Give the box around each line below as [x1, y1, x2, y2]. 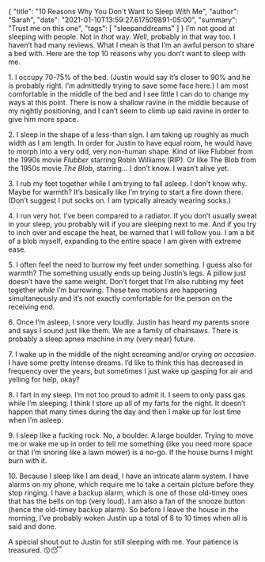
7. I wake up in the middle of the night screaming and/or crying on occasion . [8, 350, 256, 359]
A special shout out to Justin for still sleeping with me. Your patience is [8, 537, 239, 546]
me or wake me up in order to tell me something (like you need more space [8, 439, 253, 448]
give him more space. [8, 115, 79, 123]
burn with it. [8, 456, 47, 465]
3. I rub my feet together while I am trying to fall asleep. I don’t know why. [8, 179, 248, 188]
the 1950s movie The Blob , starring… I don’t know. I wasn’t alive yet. [8, 164, 229, 173]
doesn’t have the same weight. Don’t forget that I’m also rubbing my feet [8, 277, 244, 286]
